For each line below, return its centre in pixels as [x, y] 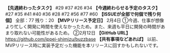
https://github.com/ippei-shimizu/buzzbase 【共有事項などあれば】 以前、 [83, 39]
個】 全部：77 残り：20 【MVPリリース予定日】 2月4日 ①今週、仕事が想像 [85, 20]
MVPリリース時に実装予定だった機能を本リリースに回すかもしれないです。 [83, 45]
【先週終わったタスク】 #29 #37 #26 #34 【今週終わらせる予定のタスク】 [83, 8]
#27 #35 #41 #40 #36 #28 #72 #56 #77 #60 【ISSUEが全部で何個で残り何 [83, 14]
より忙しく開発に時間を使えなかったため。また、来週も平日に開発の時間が [83, 26]
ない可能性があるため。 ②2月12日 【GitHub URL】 [77, 33]
